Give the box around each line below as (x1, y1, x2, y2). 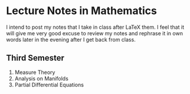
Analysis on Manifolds (14, 75, 69, 82)
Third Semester (6, 53, 65, 63)
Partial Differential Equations (14, 81, 84, 88)
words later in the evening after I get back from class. (6, 36, 136, 43)
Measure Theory (14, 69, 55, 76)
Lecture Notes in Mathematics (6, 4, 158, 18)
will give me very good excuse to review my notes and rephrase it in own (6, 29, 183, 36)
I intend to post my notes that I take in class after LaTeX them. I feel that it (6, 23, 185, 31)
